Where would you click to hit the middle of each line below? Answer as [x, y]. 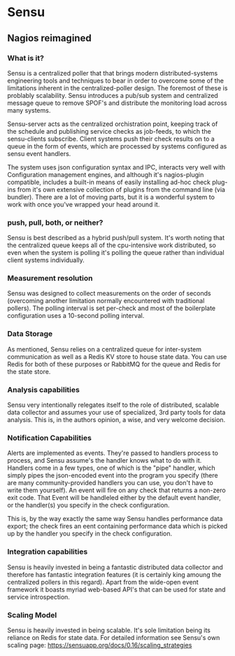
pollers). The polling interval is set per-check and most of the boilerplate [111, 308]
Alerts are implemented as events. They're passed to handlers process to [113, 453]
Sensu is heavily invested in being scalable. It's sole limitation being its [109, 630]
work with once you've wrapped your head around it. [84, 204]
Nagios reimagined [50, 38]
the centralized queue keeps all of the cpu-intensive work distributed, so [112, 245]
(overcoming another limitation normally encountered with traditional [106, 301]
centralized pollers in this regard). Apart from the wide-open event [103, 582]
